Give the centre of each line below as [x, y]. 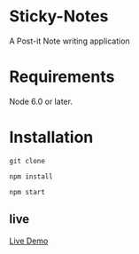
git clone [27, 161]
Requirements [62, 77]
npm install [31, 176]
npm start [27, 192]
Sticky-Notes [59, 16]
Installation [51, 137]
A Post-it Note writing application [69, 41]
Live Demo [29, 241]
